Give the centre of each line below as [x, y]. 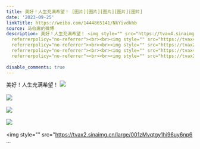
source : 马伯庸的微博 [30, 28]
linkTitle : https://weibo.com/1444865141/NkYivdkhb [71, 23]
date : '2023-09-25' [30, 17]
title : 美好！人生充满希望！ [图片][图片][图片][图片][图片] [74, 12]
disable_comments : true [36, 67]
